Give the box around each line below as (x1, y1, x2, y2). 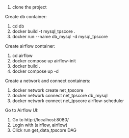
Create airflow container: (5, 43, 55, 49)
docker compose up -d (12, 68, 59, 74)
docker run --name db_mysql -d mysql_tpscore (12, 34, 108, 39)
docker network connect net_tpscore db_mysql (12, 93, 108, 98)
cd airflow (12, 53, 33, 58)
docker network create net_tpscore (12, 87, 83, 93)
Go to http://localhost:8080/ (12, 117, 69, 122)
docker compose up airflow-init (12, 58, 76, 63)
